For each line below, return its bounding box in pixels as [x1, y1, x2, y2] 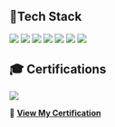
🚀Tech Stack [9, 9, 82, 24]
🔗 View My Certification [9, 107, 101, 118]
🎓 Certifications [9, 62, 107, 77]
